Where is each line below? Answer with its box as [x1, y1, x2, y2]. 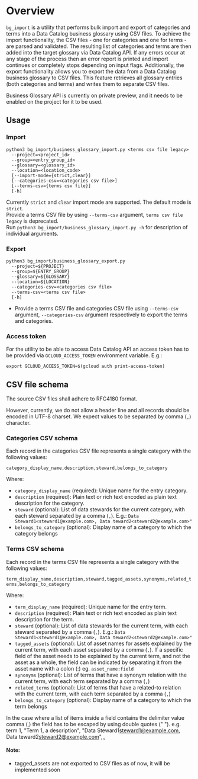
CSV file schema [6, 379, 69, 389]
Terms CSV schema [6, 545, 64, 553]
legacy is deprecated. [6, 217, 59, 225]
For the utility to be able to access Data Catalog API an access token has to [6, 345, 189, 353]
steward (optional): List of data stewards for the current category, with [14, 506, 185, 513]
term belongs [14, 703, 47, 710]
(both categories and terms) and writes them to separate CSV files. [6, 80, 170, 87]
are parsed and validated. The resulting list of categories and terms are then [6, 43, 191, 50]
